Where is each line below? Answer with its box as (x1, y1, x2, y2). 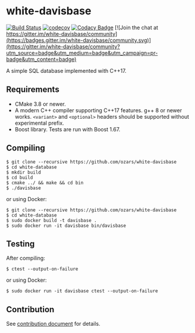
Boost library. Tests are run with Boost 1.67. (14, 125, 121, 132)
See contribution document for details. (6, 320, 101, 328)
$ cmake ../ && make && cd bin (6, 180, 84, 186)
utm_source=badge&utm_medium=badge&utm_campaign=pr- (6, 49, 158, 56)
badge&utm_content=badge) (6, 55, 77, 63)
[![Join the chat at (115, 24, 159, 31)
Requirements (6, 85, 59, 95)
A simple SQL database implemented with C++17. (6, 67, 127, 74)
